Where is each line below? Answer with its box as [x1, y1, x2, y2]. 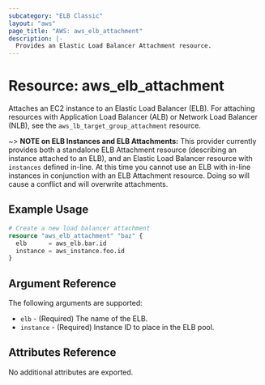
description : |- [8, 34, 63, 43]
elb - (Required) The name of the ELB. [19, 314, 148, 324]
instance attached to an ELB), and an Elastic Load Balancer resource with [8, 154, 253, 163]
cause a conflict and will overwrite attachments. [8, 180, 169, 189]
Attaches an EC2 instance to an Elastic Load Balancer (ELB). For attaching [8, 104, 255, 113]
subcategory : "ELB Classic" [8, 11, 104, 20]
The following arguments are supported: [8, 298, 143, 308]
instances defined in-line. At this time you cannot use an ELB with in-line [8, 163, 251, 172]
